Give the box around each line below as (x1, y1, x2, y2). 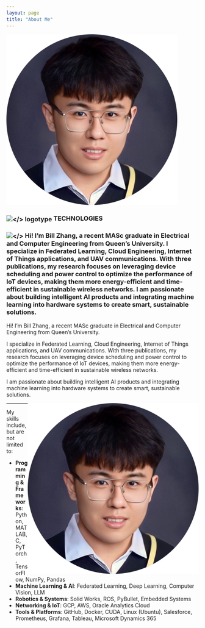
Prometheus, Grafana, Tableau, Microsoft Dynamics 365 (15, 615, 157, 622)
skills (6, 415, 20, 422)
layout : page (6, 10, 40, 16)
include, (6, 421, 27, 429)
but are (6, 427, 24, 435)
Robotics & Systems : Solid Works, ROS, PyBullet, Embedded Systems (15, 595, 192, 602)
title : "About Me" (6, 16, 53, 23)
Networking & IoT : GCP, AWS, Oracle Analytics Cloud (15, 601, 151, 609)
